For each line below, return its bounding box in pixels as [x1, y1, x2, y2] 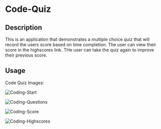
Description [5, 23, 42, 32]
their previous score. [5, 52, 48, 58]
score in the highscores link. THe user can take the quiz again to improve [5, 47, 155, 53]
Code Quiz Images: [5, 79, 45, 85]
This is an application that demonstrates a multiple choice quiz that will [5, 36, 150, 42]
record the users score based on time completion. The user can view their [5, 42, 157, 48]
